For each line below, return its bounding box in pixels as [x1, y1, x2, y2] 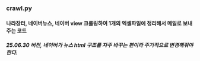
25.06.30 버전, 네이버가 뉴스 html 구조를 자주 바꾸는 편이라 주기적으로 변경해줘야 [6, 41, 193, 49]
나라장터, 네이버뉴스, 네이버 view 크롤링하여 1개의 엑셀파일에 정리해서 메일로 [6, 20, 182, 27]
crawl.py [6, 4, 33, 12]
